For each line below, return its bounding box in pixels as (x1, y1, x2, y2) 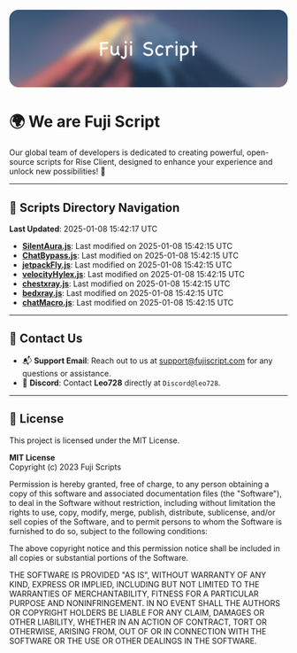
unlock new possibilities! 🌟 (9, 166, 106, 177)
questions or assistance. (21, 368, 112, 378)
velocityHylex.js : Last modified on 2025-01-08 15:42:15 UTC (21, 269, 245, 280)
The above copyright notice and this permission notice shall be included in (9, 542, 280, 554)
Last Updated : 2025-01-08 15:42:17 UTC (9, 223, 158, 235)
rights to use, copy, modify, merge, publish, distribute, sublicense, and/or (9, 507, 276, 517)
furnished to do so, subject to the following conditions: (9, 525, 208, 536)
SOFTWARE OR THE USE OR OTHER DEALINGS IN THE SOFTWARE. (9, 635, 257, 646)
